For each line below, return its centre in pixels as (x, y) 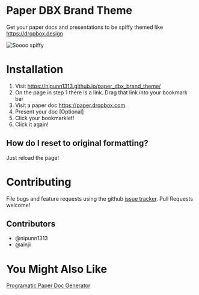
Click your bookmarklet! (44, 118)
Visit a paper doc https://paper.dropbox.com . (71, 105)
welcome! (18, 205)
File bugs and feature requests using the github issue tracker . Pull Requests (100, 198)
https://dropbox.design (35, 33)
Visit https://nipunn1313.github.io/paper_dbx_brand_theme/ (88, 86)
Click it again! (32, 124)
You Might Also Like (57, 269)
